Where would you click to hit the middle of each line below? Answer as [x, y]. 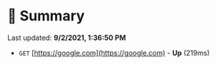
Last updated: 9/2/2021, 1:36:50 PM [67, 38]
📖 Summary [46, 16]
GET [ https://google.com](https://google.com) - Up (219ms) [114, 52]
